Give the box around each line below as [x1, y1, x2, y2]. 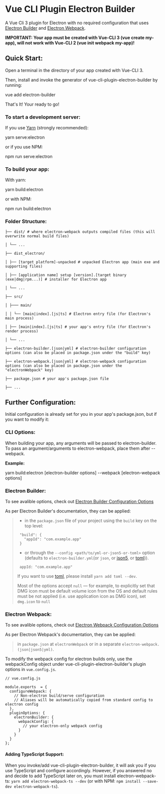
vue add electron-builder [5, 91, 56, 97]
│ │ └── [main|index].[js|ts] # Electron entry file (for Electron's [5, 311, 151, 317]
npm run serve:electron [5, 154, 53, 159]
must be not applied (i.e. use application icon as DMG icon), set [17, 594, 146, 599]
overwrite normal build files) [5, 234, 69, 238]
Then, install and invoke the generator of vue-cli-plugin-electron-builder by [5, 77, 158, 82]
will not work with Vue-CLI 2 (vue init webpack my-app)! [17, 40, 135, 45]
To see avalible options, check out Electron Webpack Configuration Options [5, 622, 159, 628]
